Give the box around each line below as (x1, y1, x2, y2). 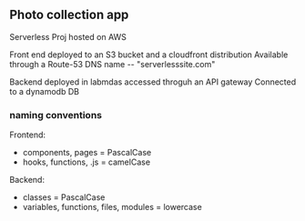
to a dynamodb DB (9, 85, 80, 96)
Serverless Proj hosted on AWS (9, 31, 127, 42)
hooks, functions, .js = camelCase (22, 156, 151, 167)
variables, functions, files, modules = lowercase (22, 202, 202, 213)
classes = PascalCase (22, 192, 106, 203)
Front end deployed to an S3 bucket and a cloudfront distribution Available (9, 49, 289, 60)
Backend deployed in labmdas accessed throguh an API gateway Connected (9, 76, 297, 87)
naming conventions (9, 108, 103, 121)
